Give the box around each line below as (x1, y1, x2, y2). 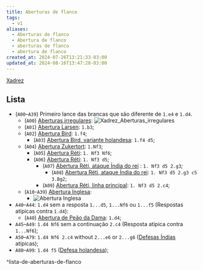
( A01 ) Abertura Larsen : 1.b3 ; (24, 123, 94, 131)
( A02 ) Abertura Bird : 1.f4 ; (24, 130, 88, 137)
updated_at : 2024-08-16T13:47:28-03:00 (6, 60, 108, 66)
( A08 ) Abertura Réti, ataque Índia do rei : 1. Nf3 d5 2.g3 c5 (51, 169, 198, 176)
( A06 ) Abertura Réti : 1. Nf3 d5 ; (33, 156, 109, 163)
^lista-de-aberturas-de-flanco (6, 258, 82, 266)
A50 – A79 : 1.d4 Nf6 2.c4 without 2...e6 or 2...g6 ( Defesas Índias (15, 233, 176, 241)
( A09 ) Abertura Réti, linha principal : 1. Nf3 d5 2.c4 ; (42, 182, 170, 189)
